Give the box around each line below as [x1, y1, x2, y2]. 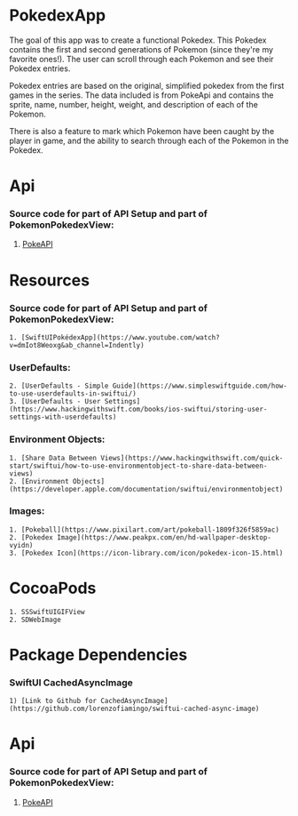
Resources [9, 270, 90, 290]
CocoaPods [9, 578, 97, 598]
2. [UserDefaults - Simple [9, 381, 109, 391]
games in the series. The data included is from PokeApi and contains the [9, 90, 274, 100]
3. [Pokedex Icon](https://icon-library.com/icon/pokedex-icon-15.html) [9, 548, 284, 557]
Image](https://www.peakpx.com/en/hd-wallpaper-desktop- [56, 532, 272, 542]
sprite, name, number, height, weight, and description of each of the [9, 99, 259, 109]
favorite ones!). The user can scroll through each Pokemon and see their [9, 53, 274, 64]
